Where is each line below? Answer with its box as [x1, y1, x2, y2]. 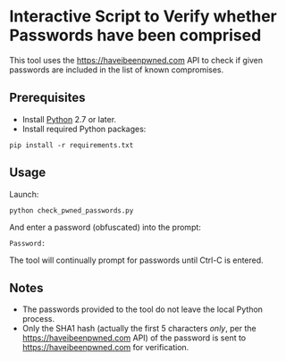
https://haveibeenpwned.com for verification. [21, 342, 189, 353]
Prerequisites [9, 90, 86, 105]
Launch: [9, 189, 39, 199]
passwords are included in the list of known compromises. [9, 64, 224, 75]
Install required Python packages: [21, 123, 147, 134]
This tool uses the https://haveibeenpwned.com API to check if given [9, 55, 264, 65]
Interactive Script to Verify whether [9, 6, 277, 27]
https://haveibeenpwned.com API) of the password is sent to [21, 332, 247, 343]
